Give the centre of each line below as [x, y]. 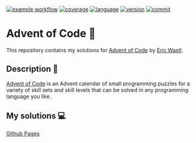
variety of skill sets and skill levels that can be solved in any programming [97, 90]
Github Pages [23, 133]
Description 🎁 [32, 69]
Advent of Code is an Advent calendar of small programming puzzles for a [98, 84]
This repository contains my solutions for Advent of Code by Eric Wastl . [95, 50]
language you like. [29, 96]
